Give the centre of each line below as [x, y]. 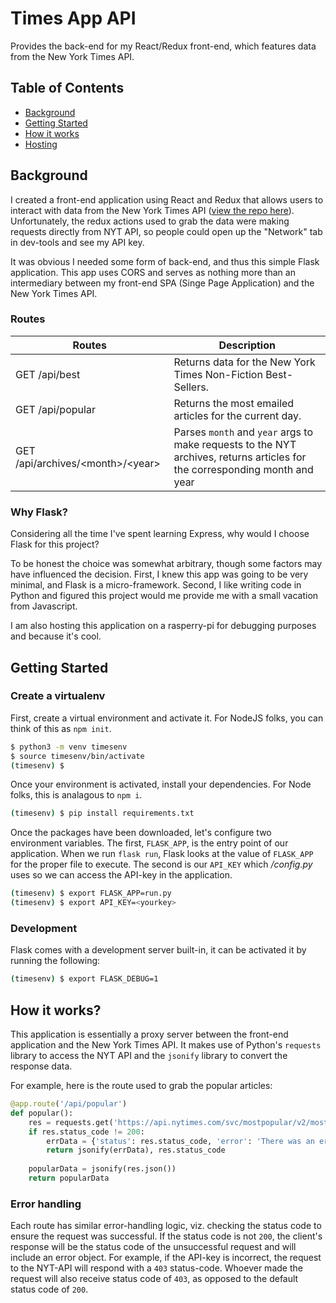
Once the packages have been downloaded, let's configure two [141, 833]
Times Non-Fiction [218, 374]
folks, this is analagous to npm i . [76, 795]
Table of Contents [67, 88]
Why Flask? [39, 512]
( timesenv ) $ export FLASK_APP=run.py [91, 893]
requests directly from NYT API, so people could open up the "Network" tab [166, 231]
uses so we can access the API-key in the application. [121, 875]
